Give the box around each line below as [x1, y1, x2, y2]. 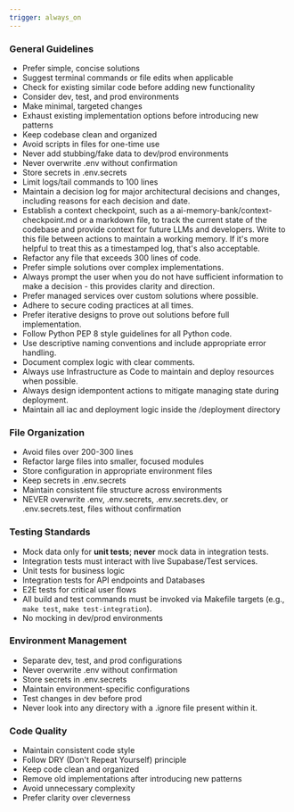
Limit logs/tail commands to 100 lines [21, 176, 159, 187]
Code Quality [9, 725, 68, 737]
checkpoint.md [21, 214, 78, 225]
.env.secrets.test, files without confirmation [21, 503, 182, 514]
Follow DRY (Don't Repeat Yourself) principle [21, 755, 187, 766]
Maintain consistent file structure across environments [21, 485, 223, 495]
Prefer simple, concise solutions [21, 62, 141, 73]
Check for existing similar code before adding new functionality [21, 81, 256, 92]
